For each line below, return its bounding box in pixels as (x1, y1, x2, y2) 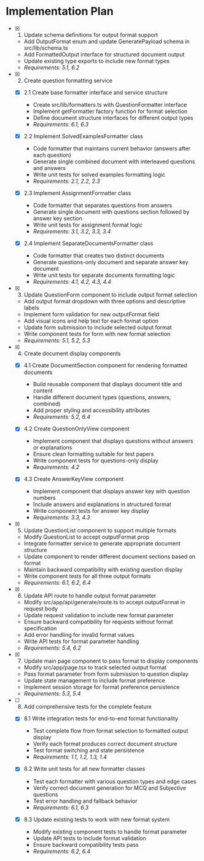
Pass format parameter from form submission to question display (23, 671, 189, 678)
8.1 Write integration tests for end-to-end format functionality (23, 715, 179, 722)
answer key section (33, 215, 82, 222)
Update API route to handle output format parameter (23, 592, 157, 599)
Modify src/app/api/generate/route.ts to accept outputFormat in (23, 599, 186, 606)
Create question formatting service (23, 77, 113, 84)
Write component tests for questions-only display (33, 457, 159, 464)
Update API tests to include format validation (33, 834, 147, 842)
